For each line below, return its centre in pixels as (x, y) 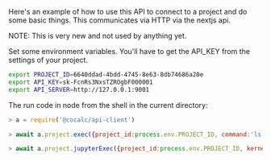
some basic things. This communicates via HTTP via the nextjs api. (120, 20)
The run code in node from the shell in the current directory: (108, 105)
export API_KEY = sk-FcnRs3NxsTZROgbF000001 (81, 82)
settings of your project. (48, 60)
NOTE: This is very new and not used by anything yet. (98, 36)
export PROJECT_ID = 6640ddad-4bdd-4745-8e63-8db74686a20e (106, 75)
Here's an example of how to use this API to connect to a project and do (128, 12)
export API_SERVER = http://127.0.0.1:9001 (79, 89)
